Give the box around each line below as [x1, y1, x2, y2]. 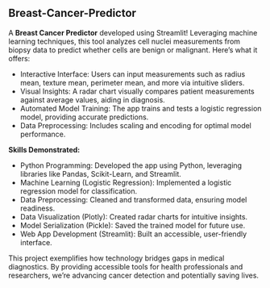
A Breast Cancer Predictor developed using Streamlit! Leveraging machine [8, 27, 258, 37]
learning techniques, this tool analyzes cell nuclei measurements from [8, 36, 240, 46]
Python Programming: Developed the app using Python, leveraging [19, 161, 243, 170]
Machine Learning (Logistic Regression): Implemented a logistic [19, 177, 232, 187]
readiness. [19, 203, 56, 213]
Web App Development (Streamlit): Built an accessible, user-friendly [19, 229, 247, 239]
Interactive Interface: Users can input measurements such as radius [19, 69, 246, 79]
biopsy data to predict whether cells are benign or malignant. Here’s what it [8, 44, 258, 55]
